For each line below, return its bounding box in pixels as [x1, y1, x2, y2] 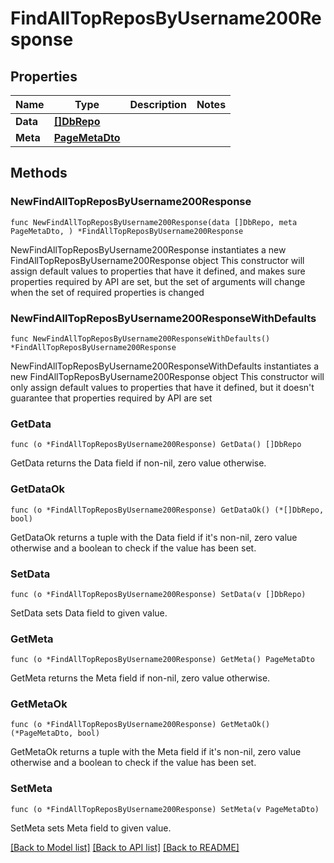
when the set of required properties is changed [10, 286, 205, 298]
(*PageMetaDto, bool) [10, 728, 101, 739]
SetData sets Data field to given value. [10, 607, 168, 619]
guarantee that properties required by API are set [10, 392, 213, 404]
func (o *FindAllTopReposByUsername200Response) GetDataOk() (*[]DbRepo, [10, 505, 325, 515]
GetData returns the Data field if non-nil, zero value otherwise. [10, 457, 267, 469]
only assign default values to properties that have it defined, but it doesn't [10, 381, 315, 393]
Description [129, 98, 187, 111]
